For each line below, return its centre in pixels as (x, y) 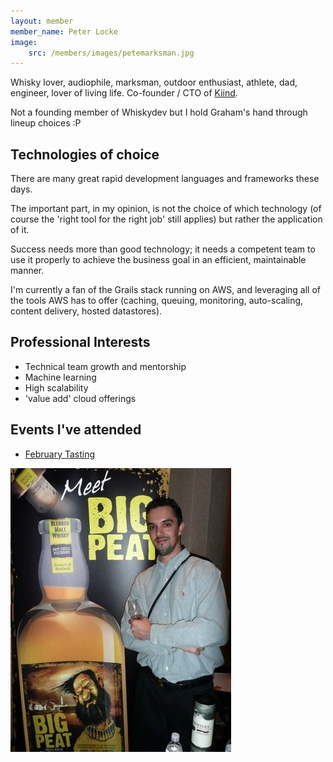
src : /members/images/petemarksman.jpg (111, 53)
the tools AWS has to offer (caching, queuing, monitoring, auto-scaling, (157, 301)
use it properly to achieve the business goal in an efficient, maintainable (158, 260)
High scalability (56, 387)
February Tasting (60, 454)
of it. (20, 230)
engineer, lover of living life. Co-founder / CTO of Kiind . (124, 93)
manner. (27, 271)
